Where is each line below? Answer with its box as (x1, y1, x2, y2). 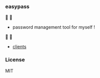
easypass (5, 3, 30, 10)
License (5, 56, 25, 63)
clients (12, 44, 27, 50)
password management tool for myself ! (12, 24, 95, 30)
